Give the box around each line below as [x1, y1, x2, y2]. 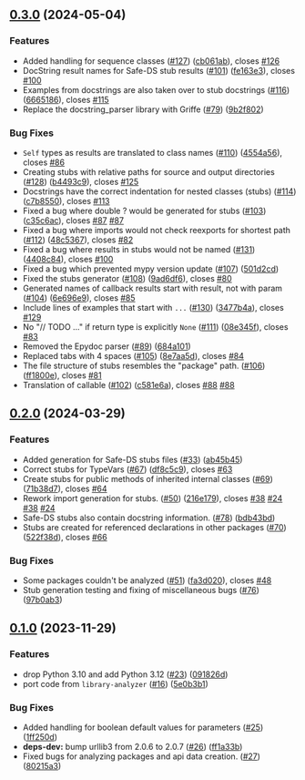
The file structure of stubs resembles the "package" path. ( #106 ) [22, 360, 266, 371]
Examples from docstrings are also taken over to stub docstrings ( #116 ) [22, 84, 290, 95]
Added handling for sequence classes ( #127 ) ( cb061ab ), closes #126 [22, 55, 280, 67]
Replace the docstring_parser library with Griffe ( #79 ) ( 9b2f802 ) [22, 104, 264, 115]
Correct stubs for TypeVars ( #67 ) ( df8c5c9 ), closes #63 [22, 464, 233, 475]
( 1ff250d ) [22, 731, 57, 742]
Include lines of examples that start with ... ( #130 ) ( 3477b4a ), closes [22, 302, 284, 313]
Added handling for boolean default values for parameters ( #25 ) [22, 722, 264, 733]
